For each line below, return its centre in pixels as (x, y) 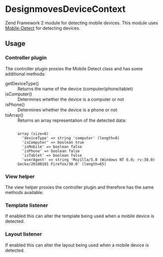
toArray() (14, 115)
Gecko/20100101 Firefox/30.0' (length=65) (62, 164)
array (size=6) (33, 134)
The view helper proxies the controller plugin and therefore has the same (80, 187)
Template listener (27, 205)
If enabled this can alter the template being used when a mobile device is (80, 216)
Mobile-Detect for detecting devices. (43, 28)
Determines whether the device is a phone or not (67, 109)
